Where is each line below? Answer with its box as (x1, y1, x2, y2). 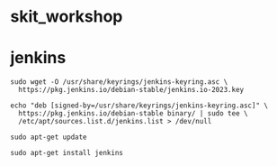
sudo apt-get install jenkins (10, 149, 124, 158)
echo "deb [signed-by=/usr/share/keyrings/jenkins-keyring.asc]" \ (10, 101, 269, 110)
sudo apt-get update (10, 133, 88, 142)
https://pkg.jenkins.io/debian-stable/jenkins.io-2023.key (18, 86, 245, 95)
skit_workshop (10, 6, 123, 27)
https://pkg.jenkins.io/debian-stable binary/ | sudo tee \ (18, 109, 248, 118)
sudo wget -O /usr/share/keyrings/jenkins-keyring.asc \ (10, 78, 228, 87)
